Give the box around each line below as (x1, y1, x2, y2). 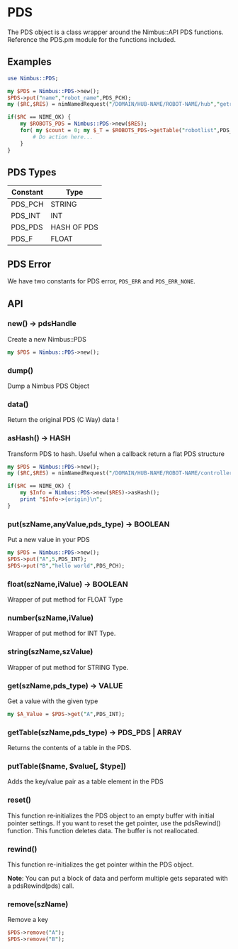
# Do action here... (33, 133, 93, 141)
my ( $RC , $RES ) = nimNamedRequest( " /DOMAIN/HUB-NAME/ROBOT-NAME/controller (7, 470, 233, 477)
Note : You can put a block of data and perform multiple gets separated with (7, 874, 228, 882)
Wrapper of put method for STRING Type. (7, 663, 129, 671)
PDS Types (7, 166, 57, 178)
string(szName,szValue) (7, 647, 93, 657)
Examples (7, 56, 52, 68)
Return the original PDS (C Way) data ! (7, 416, 119, 424)
